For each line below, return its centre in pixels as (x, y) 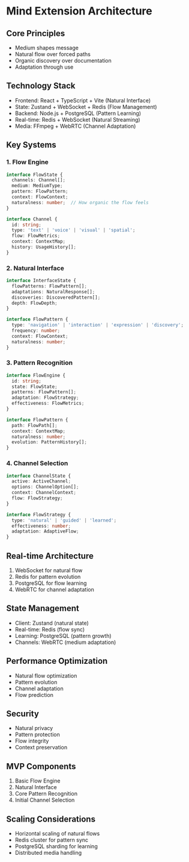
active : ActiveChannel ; (41, 481)
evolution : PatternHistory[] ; (49, 442)
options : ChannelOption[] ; (45, 487)
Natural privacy (34, 728)
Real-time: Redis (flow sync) (50, 629)
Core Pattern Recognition (46, 794)
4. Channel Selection (37, 463)
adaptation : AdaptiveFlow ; (45, 531)
